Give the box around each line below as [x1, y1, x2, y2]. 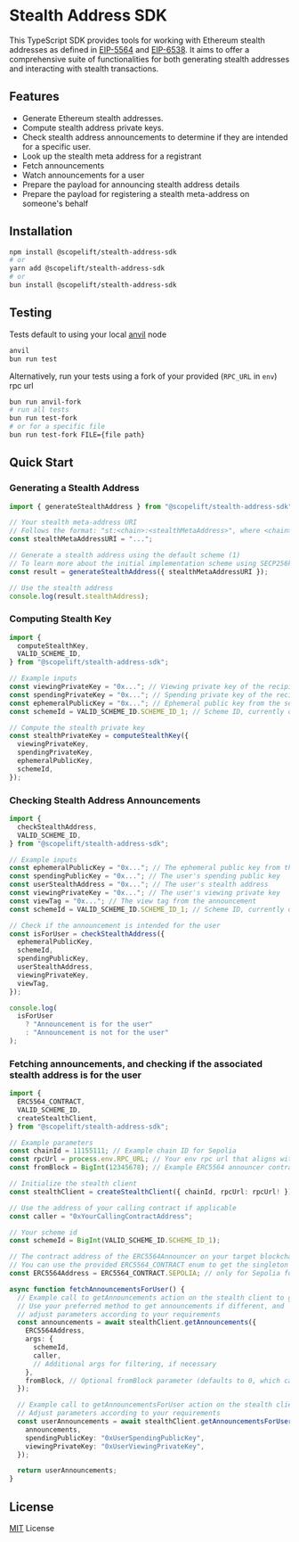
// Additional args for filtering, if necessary [32, 1359, 217, 1368]
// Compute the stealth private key [9, 723, 145, 732]
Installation [9, 224, 73, 239]
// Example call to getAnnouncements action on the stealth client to [17, 1293, 285, 1302]
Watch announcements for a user [21, 169, 145, 180]
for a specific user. [21, 141, 92, 152]
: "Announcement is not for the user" [25, 1029, 169, 1038]
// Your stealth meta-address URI [9, 518, 138, 527]
